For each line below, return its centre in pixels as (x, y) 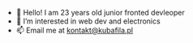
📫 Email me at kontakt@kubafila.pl (75, 30)
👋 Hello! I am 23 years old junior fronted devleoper (100, 13)
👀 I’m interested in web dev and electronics (88, 21)
